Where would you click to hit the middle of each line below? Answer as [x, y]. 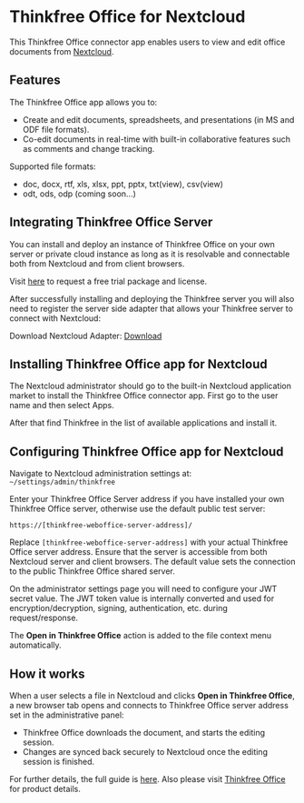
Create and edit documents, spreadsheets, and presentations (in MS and [158, 119]
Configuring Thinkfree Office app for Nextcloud [147, 452]
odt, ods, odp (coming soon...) [79, 194]
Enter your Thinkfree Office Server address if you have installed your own [147, 499]
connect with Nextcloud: [55, 318]
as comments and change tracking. [88, 148]
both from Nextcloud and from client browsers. [97, 263]
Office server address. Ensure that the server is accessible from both [138, 552]
